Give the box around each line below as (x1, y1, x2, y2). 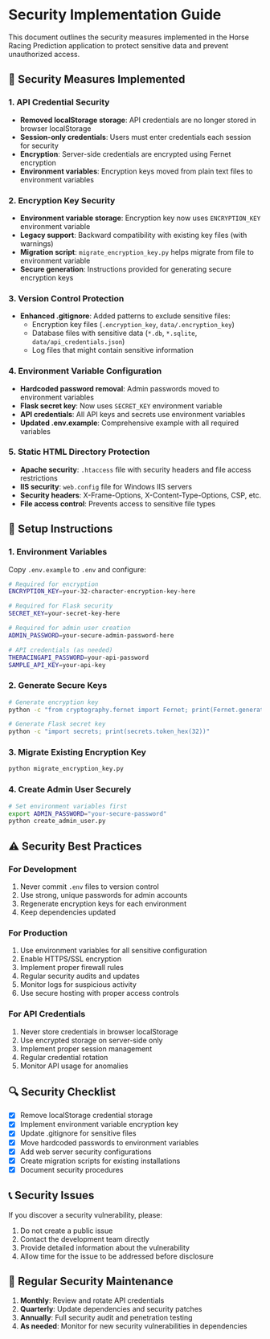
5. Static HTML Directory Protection (8, 446, 150, 457)
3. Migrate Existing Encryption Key (8, 747, 147, 758)
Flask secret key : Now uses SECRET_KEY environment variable (19, 400, 223, 411)
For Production (8, 927, 68, 938)
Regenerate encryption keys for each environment (19, 899, 187, 908)
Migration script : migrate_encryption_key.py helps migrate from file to (19, 247, 255, 256)
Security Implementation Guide (8, 6, 222, 24)
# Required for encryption (8, 580, 99, 588)
